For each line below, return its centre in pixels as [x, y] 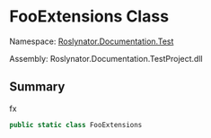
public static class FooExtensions [76, 125]
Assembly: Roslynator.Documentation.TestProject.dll [106, 58]
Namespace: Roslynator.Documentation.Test [92, 41]
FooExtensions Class [89, 17]
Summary [37, 87]
